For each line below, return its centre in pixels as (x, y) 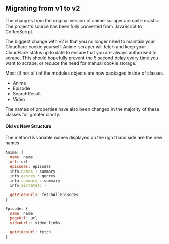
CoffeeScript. (19, 31)
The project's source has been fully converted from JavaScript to (74, 26)
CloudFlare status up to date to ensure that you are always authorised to (81, 52)
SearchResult (27, 93)
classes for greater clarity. (33, 114)
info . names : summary (33, 171)
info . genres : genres (33, 176)
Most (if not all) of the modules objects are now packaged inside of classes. (85, 73)
